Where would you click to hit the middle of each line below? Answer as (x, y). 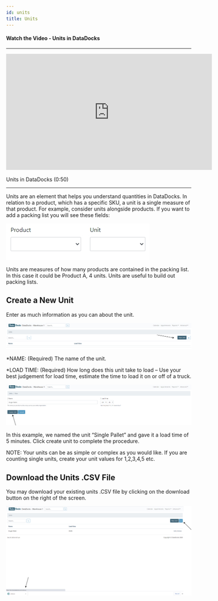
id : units (18, 12)
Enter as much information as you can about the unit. (70, 314)
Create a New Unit (40, 300)
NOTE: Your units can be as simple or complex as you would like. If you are (97, 453)
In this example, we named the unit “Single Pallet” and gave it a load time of (98, 435)
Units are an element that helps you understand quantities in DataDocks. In (97, 196)
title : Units (22, 19)
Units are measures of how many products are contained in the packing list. (98, 269)
